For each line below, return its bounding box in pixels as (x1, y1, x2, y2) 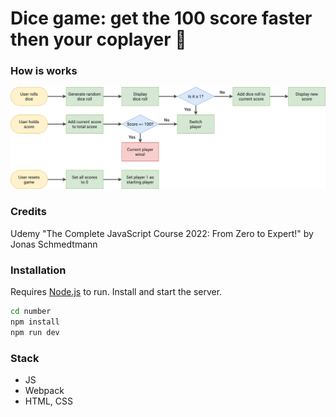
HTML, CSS (24, 395, 73, 407)
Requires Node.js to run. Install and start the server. (10, 285, 223, 297)
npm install (10, 317, 60, 327)
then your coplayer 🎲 (10, 28, 187, 51)
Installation (10, 263, 67, 277)
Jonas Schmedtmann (10, 238, 98, 250)
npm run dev (10, 327, 60, 337)
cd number (10, 306, 52, 316)
